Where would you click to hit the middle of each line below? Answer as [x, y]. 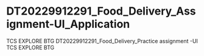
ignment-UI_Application [68, 24]
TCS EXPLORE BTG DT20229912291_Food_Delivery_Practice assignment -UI [102, 41]
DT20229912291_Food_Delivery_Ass [101, 11]
